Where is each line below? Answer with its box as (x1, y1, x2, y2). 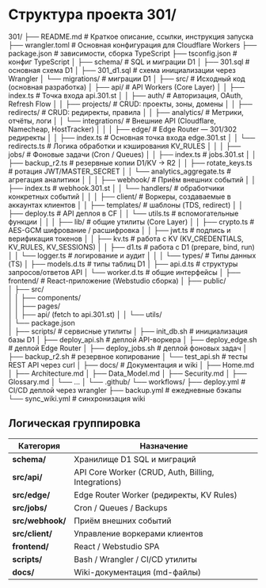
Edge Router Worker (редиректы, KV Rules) (74, 489, 237, 500)
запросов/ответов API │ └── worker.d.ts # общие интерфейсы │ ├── (8, 267, 241, 277)
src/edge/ (12, 489, 51, 500)
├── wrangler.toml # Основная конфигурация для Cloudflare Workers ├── (8, 40, 257, 49)
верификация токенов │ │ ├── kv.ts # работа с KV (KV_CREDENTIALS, (8, 234, 244, 243)
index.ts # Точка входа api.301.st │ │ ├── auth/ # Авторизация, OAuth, (8, 90, 243, 100)
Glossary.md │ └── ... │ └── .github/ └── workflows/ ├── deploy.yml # (8, 376, 246, 386)
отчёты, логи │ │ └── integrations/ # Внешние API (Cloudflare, (8, 116, 216, 125)
